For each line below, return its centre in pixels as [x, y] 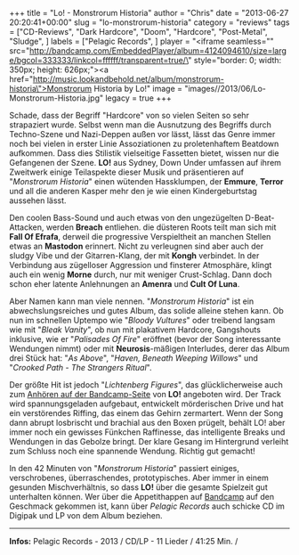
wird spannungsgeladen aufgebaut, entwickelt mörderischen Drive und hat [146, 404]
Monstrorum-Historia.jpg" [57, 98]
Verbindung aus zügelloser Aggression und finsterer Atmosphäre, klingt [141, 265]
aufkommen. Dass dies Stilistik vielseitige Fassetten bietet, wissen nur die [144, 153]
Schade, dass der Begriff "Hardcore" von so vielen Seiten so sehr [129, 115]
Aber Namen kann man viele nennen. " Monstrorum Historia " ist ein [132, 301]
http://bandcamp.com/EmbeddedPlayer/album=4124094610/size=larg [158, 51]
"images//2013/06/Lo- [225, 89]
